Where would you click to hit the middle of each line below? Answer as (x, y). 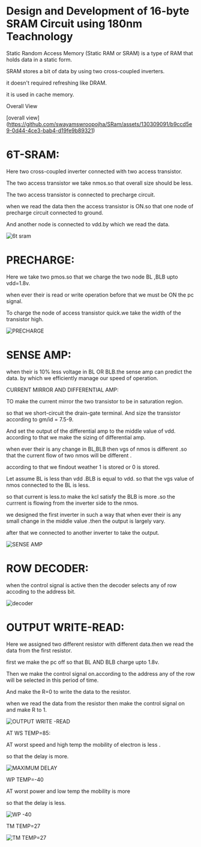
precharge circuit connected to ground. (55, 213)
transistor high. (25, 319)
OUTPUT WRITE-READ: (65, 627)
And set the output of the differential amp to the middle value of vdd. (91, 431)
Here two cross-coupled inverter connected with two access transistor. (94, 171)
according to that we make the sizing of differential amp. (76, 437)
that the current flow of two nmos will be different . (69, 455)
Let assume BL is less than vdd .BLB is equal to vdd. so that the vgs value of (100, 478)
